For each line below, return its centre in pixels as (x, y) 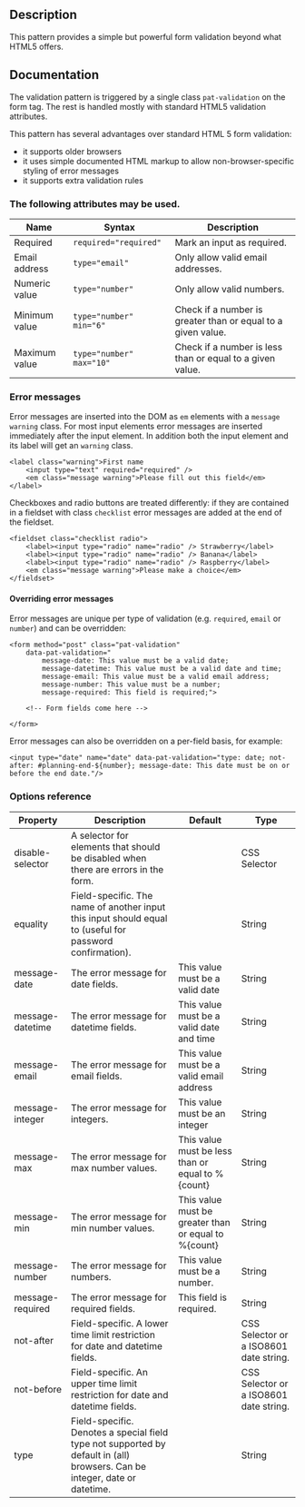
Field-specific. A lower (120, 1323)
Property (38, 820)
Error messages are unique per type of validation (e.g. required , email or (145, 619)
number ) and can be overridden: (68, 628)
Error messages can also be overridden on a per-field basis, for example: (146, 741)
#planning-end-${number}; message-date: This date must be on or (164, 766)
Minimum (34, 315)
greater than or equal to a (229, 320)
